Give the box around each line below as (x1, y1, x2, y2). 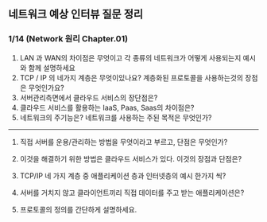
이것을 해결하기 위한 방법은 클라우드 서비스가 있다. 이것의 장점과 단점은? (19, 154, 242, 163)
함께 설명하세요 (28, 63, 75, 72)
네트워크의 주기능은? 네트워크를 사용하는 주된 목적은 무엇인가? (19, 112, 212, 122)
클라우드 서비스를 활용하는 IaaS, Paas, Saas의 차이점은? (19, 103, 195, 112)
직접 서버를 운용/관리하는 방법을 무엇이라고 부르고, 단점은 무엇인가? (19, 137, 228, 146)
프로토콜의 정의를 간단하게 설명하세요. (19, 204, 137, 214)
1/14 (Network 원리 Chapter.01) (8, 33, 129, 45)
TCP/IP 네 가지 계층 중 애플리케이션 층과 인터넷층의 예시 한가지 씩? (19, 170, 226, 181)
